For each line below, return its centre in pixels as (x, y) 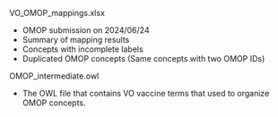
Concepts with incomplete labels (83, 49)
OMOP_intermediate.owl (54, 76)
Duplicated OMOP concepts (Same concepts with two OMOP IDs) (143, 58)
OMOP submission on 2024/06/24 (86, 30)
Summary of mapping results (76, 40)
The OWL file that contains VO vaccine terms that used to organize (146, 93)
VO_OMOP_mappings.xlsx (57, 13)
